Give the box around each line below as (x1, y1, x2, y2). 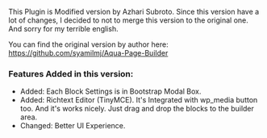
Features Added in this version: (8, 68, 134, 79)
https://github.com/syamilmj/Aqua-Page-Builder (8, 48, 169, 57)
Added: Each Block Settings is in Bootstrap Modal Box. (19, 86, 202, 96)
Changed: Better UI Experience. (19, 121, 126, 131)
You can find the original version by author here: (8, 40, 169, 49)
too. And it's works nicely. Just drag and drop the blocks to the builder (19, 104, 254, 114)
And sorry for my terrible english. (8, 24, 119, 33)
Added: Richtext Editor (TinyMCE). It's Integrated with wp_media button (19, 95, 258, 105)
